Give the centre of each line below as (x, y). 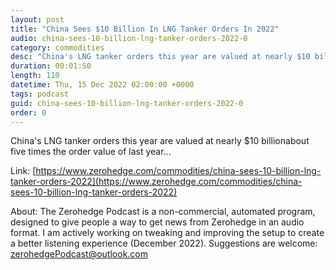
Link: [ (23, 171)
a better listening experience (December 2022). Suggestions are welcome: (164, 243)
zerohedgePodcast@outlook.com (79, 254)
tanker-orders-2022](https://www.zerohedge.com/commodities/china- (156, 182)
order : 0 (28, 112)
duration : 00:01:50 (51, 66)
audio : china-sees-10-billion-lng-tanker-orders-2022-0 (129, 38)
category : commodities (57, 47)
